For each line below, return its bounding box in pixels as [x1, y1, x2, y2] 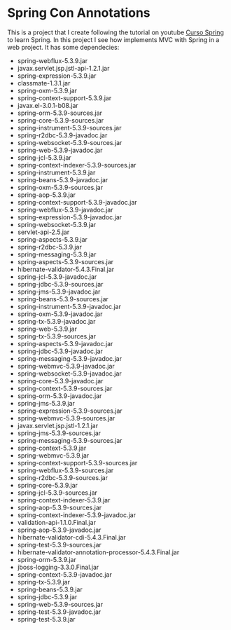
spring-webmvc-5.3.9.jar [17, 451, 90, 460]
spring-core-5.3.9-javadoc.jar [17, 376, 104, 385]
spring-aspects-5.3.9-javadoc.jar [17, 339, 113, 348]
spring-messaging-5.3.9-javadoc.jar [17, 354, 122, 362]
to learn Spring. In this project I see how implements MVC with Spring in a [7, 35, 220, 43]
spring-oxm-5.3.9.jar [17, 86, 78, 95]
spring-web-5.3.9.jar [17, 324, 77, 333]
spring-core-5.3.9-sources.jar [17, 116, 104, 124]
